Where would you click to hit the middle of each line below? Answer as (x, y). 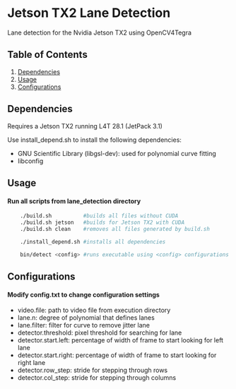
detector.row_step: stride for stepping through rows (93, 370)
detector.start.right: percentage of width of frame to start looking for (117, 355)
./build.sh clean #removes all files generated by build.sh (115, 229)
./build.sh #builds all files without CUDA (99, 216)
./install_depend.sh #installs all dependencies (93, 241)
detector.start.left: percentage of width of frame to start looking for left (120, 340)
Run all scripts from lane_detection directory (74, 201)
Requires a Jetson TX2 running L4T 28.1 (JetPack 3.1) (85, 126)
